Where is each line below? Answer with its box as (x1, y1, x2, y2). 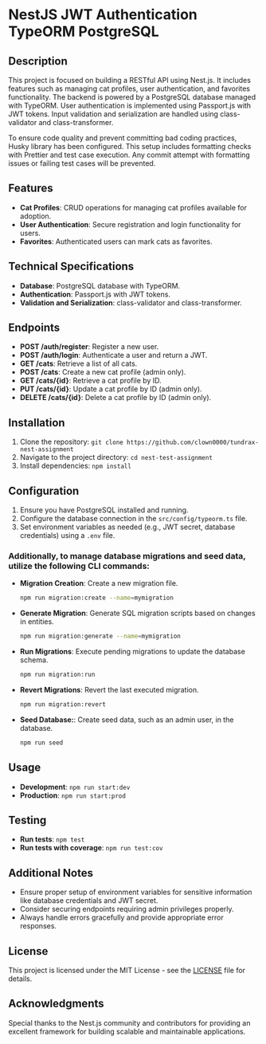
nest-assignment (19, 445, 74, 453)
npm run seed (19, 739, 64, 747)
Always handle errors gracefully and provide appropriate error (19, 913, 225, 922)
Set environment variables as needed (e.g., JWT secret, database (19, 522, 236, 532)
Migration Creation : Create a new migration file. (19, 579, 178, 588)
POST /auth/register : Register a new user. (19, 342, 159, 351)
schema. (19, 655, 49, 665)
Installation (8, 416, 65, 430)
